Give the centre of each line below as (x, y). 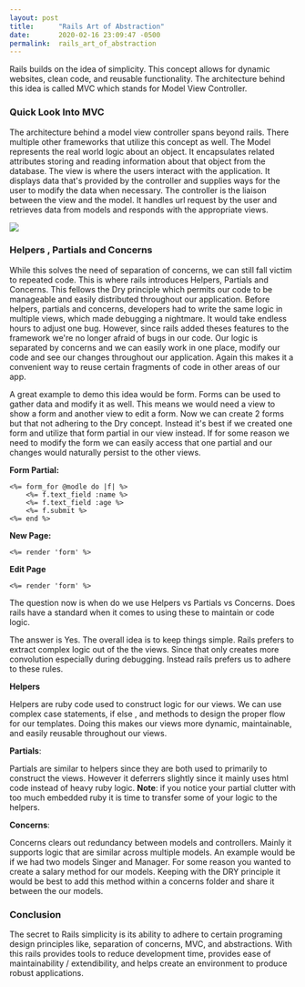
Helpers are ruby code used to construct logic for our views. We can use (146, 704)
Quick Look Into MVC (57, 112)
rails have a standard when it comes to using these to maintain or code (142, 612)
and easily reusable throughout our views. (88, 733)
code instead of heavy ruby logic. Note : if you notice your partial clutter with (152, 787)
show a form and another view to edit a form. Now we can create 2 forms (147, 413)
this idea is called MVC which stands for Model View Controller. (128, 88)
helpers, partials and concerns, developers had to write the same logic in (146, 308)
